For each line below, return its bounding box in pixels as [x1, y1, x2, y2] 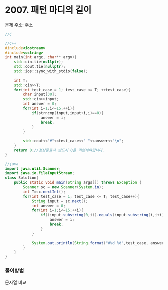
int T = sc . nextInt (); [23, 189, 66, 194]
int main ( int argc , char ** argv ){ [5, 55, 77, 60]
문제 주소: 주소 [5, 22, 33, 28]
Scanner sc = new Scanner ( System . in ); [23, 185, 104, 190]
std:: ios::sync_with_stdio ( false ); [14, 69, 88, 74]
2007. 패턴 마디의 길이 [5, 4, 92, 16]
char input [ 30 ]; [23, 92, 57, 97]
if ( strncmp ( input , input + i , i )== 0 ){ [31, 110, 104, 115]
